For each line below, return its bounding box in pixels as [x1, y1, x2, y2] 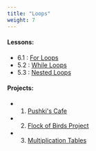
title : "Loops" [7, 10, 51, 17]
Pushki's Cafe [27, 107, 68, 115]
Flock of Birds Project [27, 121, 89, 130]
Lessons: [7, 38, 35, 46]
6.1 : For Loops [17, 53, 59, 62]
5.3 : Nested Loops [17, 68, 71, 76]
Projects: [7, 84, 34, 92]
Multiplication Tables [27, 136, 87, 144]
